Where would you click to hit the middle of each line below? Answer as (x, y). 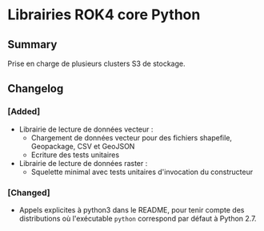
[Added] (24, 111)
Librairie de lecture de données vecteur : (86, 129)
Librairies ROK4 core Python (104, 15)
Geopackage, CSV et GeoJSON (83, 146)
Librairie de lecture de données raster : (83, 163)
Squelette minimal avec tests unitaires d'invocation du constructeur (142, 172)
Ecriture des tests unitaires (75, 155)
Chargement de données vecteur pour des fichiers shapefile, (132, 137)
